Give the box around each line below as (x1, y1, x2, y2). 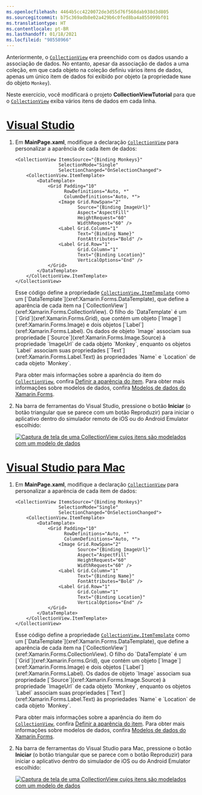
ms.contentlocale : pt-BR (6, 25, 69, 32)
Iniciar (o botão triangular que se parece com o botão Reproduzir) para (15, 751, 192, 758)
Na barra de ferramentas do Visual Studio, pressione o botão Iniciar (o (15, 402, 191, 409)
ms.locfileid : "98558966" (6, 37, 71, 43)
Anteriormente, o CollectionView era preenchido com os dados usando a (6, 54, 189, 60)
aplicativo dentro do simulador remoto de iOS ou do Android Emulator (15, 415, 189, 422)
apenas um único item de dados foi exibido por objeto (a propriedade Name (6, 73, 192, 80)
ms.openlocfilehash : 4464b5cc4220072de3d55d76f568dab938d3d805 (6, 8, 169, 15)
